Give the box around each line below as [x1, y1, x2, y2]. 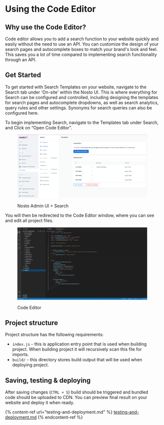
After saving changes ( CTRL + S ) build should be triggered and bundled [5, 389, 148, 395]
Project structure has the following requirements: [5, 332, 104, 338]
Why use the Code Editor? [5, 23, 87, 31]
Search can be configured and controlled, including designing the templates [5, 94, 159, 100]
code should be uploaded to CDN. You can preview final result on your [5, 395, 147, 400]
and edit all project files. [5, 217, 54, 224]
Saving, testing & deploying [5, 376, 91, 384]
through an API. [5, 57, 37, 62]
